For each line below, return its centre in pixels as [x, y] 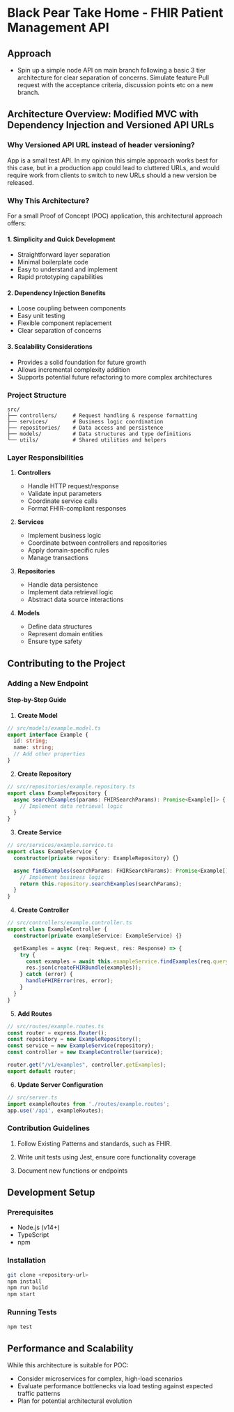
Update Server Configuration [60, 1084]
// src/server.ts [32, 1097]
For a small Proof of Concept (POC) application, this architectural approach [115, 216]
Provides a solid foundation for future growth [81, 362]
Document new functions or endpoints [72, 1171]
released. [21, 182]
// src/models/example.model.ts [54, 728]
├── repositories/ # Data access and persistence [85, 428]
